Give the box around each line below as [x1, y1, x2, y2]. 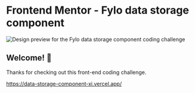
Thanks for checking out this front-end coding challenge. [6, 69, 147, 76]
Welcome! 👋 [6, 53, 52, 63]
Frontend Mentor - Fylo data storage [6, 4, 190, 17]
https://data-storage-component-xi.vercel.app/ [6, 80, 122, 87]
